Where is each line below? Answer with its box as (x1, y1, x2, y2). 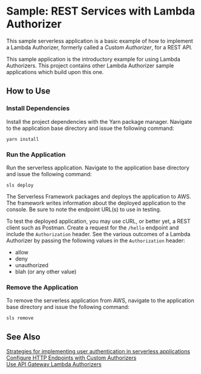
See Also (6, 331, 41, 342)
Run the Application (6, 150, 66, 158)
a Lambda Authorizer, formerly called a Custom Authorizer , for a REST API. (6, 44, 193, 51)
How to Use (6, 86, 51, 97)
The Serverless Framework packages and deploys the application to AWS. (6, 192, 192, 200)
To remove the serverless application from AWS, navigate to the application (6, 297, 195, 304)
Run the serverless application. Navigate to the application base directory (6, 164, 189, 171)
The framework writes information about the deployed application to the (6, 199, 186, 206)
